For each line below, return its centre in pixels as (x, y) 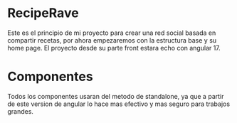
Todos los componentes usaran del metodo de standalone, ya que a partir (116, 96)
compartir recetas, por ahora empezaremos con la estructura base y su (112, 40)
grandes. (21, 111)
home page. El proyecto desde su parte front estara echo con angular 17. (114, 48)
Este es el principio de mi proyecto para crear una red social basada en (112, 33)
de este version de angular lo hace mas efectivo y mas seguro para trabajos (118, 104)
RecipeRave (43, 13)
